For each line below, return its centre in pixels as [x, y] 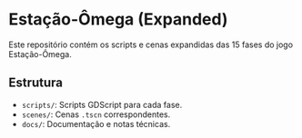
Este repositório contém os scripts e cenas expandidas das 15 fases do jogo [151, 44]
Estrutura [36, 83]
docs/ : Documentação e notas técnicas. [96, 123]
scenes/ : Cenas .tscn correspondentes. [96, 114]
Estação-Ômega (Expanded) [118, 20]
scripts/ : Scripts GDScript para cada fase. [102, 104]
